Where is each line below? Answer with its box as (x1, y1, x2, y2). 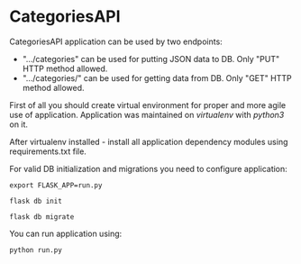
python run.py (9, 245, 63, 254)
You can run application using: (9, 228, 123, 239)
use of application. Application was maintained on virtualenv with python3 (9, 109, 285, 120)
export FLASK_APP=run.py (9, 180, 103, 190)
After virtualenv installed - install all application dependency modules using (9, 136, 288, 147)
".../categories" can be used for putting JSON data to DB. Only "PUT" (22, 53, 280, 64)
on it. (9, 119, 29, 130)
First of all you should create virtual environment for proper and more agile (9, 99, 287, 110)
